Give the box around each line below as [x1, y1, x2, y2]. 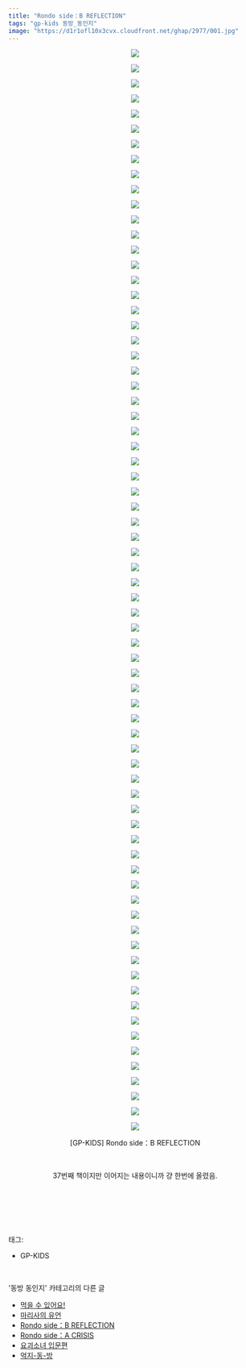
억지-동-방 [19, 1351, 54, 1361]
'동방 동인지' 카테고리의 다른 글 [8, 1283, 105, 1293]
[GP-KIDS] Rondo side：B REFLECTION [69, 1138, 201, 1148]
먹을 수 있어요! [19, 1300, 66, 1310]
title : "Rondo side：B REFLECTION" [8, 11, 126, 20]
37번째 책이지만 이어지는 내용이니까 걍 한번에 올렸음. [52, 1170, 218, 1181]
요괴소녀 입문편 [19, 1341, 68, 1350]
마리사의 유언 [19, 1311, 62, 1320]
